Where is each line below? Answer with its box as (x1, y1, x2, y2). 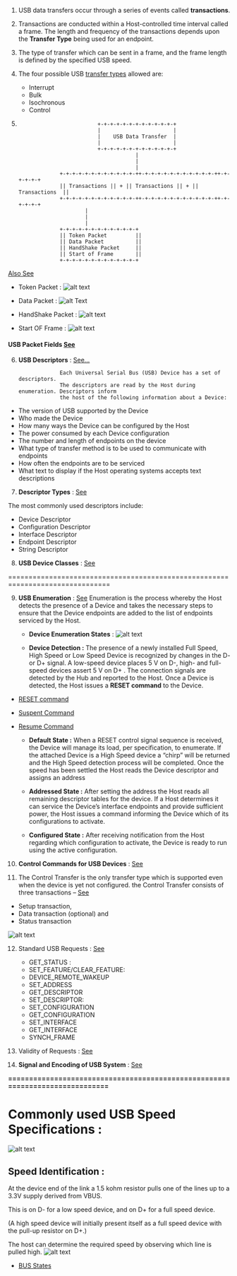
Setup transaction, (18, 902, 73, 911)
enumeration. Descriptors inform (18, 388, 117, 395)
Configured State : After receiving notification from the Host (28, 831, 205, 839)
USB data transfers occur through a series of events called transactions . (18, 6, 231, 14)
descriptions (18, 474, 55, 483)
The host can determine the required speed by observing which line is (8, 1240, 212, 1248)
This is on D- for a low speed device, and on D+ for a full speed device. (8, 1205, 216, 1214)
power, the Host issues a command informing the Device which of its (28, 810, 229, 818)
